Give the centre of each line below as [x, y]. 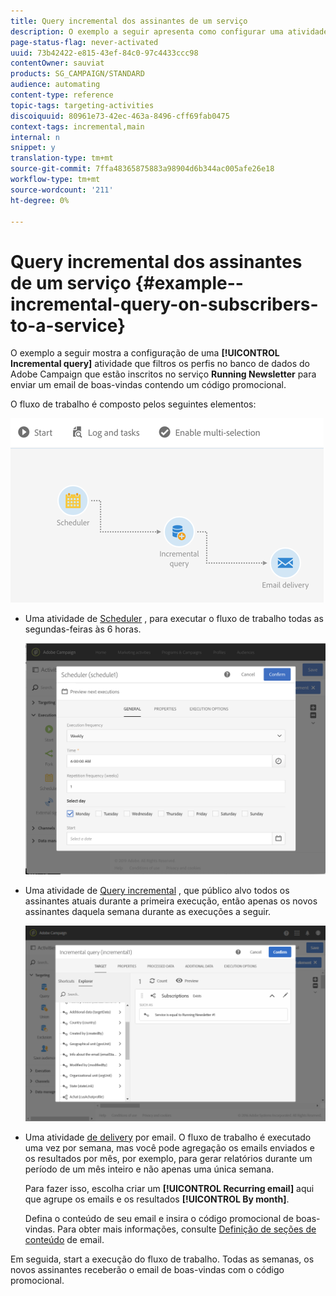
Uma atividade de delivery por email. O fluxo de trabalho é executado [168, 1137]
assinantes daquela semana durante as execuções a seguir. [148, 912]
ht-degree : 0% [40, 200]
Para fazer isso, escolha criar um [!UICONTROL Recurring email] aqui [169, 1188]
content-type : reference [62, 95]
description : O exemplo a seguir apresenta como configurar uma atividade [169, 31]
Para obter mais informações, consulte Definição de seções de [187, 1229]
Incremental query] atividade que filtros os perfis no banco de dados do [160, 364]
